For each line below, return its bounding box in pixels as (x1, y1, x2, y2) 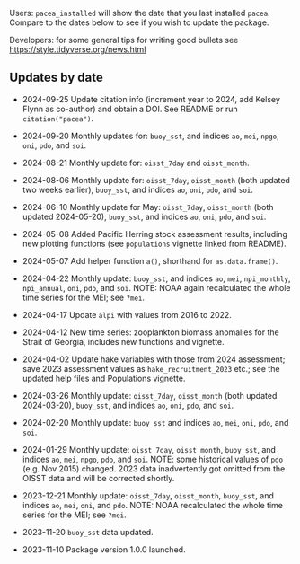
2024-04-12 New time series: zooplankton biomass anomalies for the (22, 327, 280, 338)
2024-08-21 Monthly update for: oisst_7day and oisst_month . (22, 157, 250, 168)
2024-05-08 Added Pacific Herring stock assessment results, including (22, 228, 287, 239)
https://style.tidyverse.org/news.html (9, 44, 146, 55)
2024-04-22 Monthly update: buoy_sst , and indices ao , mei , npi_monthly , (22, 273, 291, 284)
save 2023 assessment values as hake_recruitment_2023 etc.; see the (22, 363, 280, 374)
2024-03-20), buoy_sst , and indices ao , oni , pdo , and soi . (22, 400, 234, 410)
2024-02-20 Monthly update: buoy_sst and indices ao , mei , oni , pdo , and (22, 417, 289, 427)
